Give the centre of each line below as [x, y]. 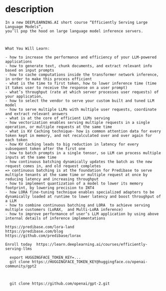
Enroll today [19, 244]
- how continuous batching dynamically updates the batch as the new [79, 162]
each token [16, 140]
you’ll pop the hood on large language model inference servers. [74, 31]
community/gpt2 [21, 266]
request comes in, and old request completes [53, 166]
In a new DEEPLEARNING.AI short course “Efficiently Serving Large [77, 22]
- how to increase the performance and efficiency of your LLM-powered [81, 57]
